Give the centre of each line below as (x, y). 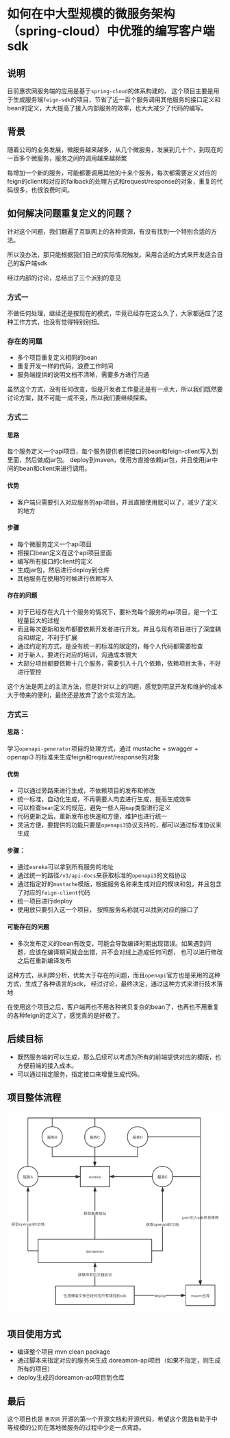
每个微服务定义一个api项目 (54, 544)
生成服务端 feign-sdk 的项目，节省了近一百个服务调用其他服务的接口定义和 (117, 99)
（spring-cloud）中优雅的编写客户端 (111, 31)
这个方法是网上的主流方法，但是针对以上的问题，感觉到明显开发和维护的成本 (115, 686)
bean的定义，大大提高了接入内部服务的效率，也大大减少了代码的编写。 (107, 108)
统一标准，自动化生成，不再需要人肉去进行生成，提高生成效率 (104, 799)
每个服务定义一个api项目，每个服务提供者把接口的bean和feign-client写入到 (113, 451)
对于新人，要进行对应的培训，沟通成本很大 (77, 655)
